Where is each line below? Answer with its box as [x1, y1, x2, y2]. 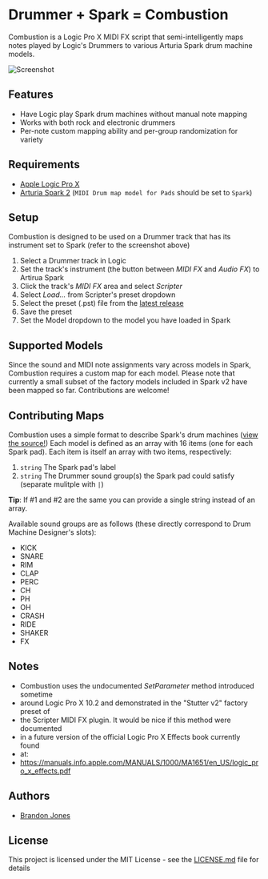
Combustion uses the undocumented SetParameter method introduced [19, 680, 254, 690]
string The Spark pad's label [19, 463, 116, 472]
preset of [19, 706, 50, 716]
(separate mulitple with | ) [19, 480, 104, 489]
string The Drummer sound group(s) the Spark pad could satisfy [19, 471, 234, 480]
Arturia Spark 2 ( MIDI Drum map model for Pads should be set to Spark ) [19, 187, 253, 197]
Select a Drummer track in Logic [19, 256, 126, 266]
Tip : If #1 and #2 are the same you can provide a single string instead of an [8, 495, 256, 504]
